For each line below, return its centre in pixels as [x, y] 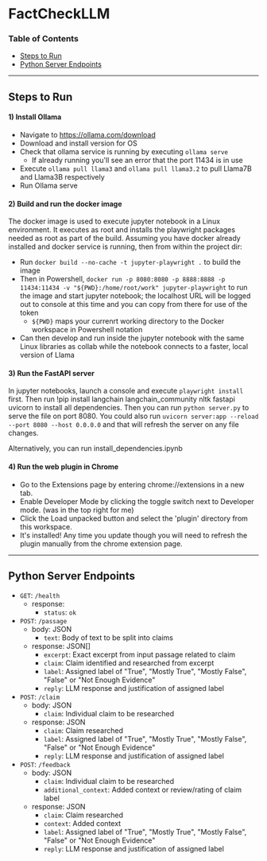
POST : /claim [40, 696]
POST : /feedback [45, 764]
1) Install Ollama [35, 117]
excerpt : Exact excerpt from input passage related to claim [139, 654]
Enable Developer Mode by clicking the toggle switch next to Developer [137, 501]
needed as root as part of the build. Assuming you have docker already [124, 239]
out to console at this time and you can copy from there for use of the [133, 304]
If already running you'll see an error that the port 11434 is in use [137, 161]
